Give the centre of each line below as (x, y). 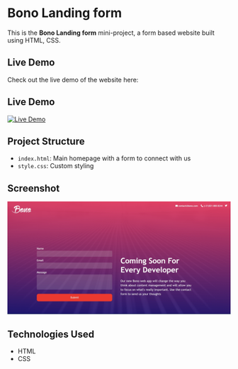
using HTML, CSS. (34, 40)
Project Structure (46, 141)
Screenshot (34, 188)
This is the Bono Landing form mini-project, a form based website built (111, 33)
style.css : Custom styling (56, 166)
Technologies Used (51, 334)
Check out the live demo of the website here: (73, 79)
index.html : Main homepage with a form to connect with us (104, 158)
